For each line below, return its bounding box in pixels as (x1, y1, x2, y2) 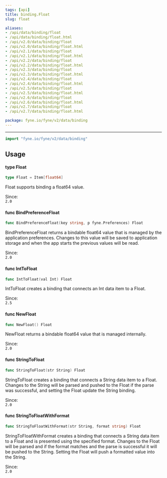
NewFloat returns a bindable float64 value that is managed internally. (5, 331, 147, 337)
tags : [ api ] (5, 7, 30, 12)
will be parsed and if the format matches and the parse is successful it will (5, 443, 158, 449)
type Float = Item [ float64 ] (5, 175, 64, 180)
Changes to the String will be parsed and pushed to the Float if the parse (5, 382, 154, 388)
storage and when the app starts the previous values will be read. (5, 240, 139, 246)
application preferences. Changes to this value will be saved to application (5, 235, 158, 241)
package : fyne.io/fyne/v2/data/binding (5, 118, 88, 123)
